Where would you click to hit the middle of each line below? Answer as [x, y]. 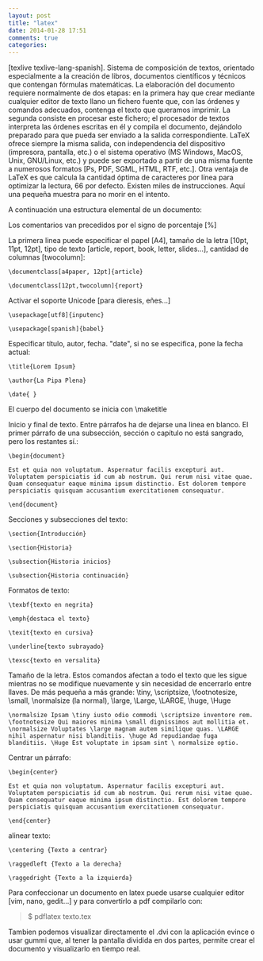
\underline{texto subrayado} [56, 647]
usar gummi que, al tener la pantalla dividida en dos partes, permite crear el [131, 940]
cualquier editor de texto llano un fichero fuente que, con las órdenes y [124, 102]
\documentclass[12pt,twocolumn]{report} [76, 286]
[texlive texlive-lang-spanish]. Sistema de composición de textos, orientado [131, 68]
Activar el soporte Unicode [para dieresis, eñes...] [90, 301]
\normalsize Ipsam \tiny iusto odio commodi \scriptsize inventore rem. [131, 716]
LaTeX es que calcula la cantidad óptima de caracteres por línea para [121, 178]
